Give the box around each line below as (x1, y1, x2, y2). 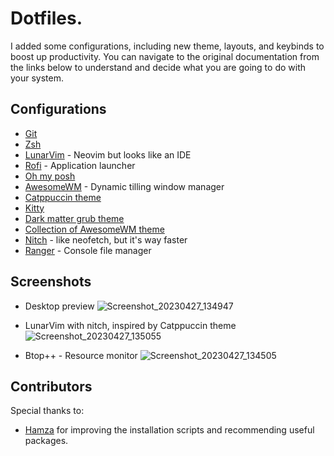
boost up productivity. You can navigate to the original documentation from (10, 50, 320, 62)
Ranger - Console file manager (24, 244, 152, 256)
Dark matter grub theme (24, 212, 125, 224)
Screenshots (10, 273, 92, 291)
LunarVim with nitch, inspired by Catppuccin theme (24, 319, 237, 331)
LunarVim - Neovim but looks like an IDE (24, 148, 192, 161)
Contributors (10, 378, 93, 395)
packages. (24, 435, 69, 447)
